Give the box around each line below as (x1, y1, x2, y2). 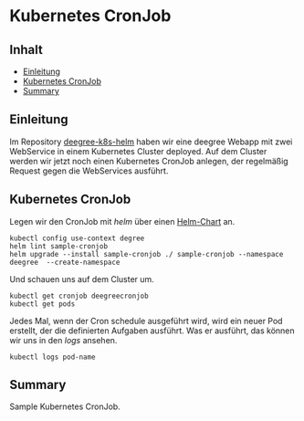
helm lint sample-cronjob (9, 241, 108, 251)
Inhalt (9, 42, 43, 58)
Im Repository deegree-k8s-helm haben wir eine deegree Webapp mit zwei (9, 136, 293, 147)
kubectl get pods (9, 299, 76, 309)
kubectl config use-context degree (9, 234, 145, 243)
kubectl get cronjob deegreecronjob (9, 291, 149, 300)
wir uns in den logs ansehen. (9, 334, 118, 345)
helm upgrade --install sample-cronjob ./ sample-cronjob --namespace (9, 249, 284, 258)
